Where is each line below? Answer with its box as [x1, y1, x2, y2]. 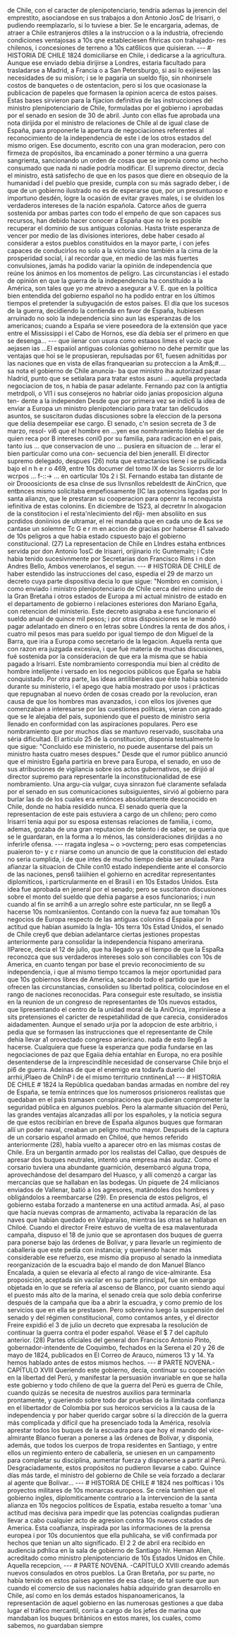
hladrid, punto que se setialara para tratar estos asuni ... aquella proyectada [7, 374, 227, 383]
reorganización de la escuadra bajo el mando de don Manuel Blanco [7, 1261, 206, 1269]
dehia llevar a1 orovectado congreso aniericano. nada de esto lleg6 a [7, 1035, 207, 1044]
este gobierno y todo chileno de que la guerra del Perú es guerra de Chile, [7, 1381, 224, 1389]
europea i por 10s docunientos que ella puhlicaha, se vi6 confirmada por [7, 1531, 217, 1539]
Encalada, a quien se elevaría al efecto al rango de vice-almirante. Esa [7, 1269, 212, 1276]
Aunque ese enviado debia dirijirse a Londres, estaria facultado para [7, 59, 206, 66]
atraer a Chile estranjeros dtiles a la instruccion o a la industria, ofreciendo [7, 28, 224, 37]
